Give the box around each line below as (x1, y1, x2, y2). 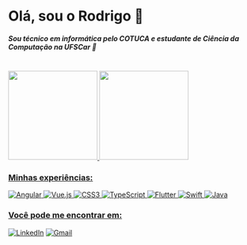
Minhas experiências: (8, 172, 93, 183)
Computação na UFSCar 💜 (8, 42, 97, 51)
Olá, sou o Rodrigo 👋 (8, 7, 144, 25)
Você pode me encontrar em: (8, 209, 123, 220)
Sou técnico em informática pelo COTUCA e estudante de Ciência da (8, 33, 240, 43)
